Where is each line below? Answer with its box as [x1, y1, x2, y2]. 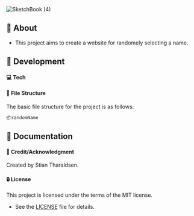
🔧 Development [6, 57, 65, 67]
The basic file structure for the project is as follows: [6, 103, 134, 110]
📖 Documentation [6, 131, 74, 141]
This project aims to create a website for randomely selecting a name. [14, 39, 189, 46]
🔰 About [6, 23, 37, 33]
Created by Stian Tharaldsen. [6, 161, 79, 168]
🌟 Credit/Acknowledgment [6, 148, 74, 155]
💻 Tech [6, 73, 26, 81]
